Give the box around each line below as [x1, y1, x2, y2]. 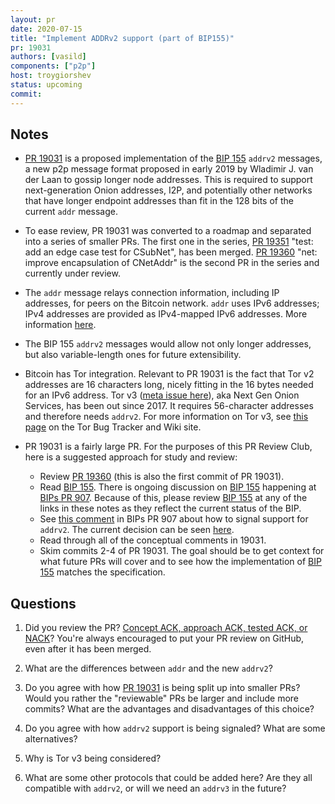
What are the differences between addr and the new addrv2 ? [24, 662, 273, 675]
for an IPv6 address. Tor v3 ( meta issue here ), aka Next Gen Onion [24, 389, 300, 401]
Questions [10, 595, 77, 612]
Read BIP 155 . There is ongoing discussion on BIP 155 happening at [39, 481, 317, 493]
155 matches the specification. [39, 566, 166, 578]
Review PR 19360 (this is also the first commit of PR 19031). [39, 471, 285, 483]
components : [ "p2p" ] [10, 61, 97, 71]
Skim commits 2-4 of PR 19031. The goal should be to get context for [39, 545, 325, 557]
